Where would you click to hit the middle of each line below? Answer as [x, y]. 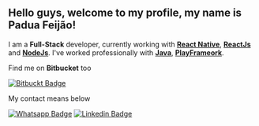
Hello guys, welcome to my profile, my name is [125, 13]
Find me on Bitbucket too [50, 68]
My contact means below [49, 98]
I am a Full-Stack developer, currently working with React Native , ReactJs [129, 44]
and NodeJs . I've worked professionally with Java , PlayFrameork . [116, 52]
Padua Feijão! [42, 26]
